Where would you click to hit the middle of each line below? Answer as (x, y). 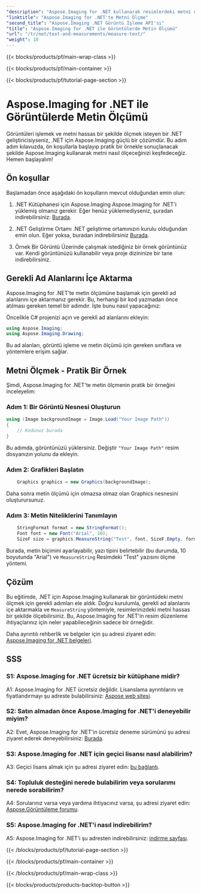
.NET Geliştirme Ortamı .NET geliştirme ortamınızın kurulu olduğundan (101, 228)
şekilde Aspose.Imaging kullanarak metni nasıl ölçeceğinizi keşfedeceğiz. (97, 153)
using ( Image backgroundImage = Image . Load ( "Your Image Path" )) (88, 419)
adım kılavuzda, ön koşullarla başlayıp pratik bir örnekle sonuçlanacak (92, 146)
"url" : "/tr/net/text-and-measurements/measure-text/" (76, 34)
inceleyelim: (21, 392)
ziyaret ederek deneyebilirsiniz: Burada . (55, 738)
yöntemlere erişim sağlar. (37, 351)
